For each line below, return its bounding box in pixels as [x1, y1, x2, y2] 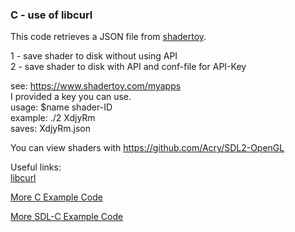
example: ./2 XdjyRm [10, 112, 96, 124]
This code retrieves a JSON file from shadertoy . [10, 31, 207, 43]
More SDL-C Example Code [10, 211, 124, 223]
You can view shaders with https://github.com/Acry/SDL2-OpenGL [10, 142, 285, 154]
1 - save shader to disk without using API [10, 50, 178, 62]
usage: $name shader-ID [10, 101, 113, 113]
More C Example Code [10, 191, 103, 203]
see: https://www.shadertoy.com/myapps [10, 80, 182, 92]
